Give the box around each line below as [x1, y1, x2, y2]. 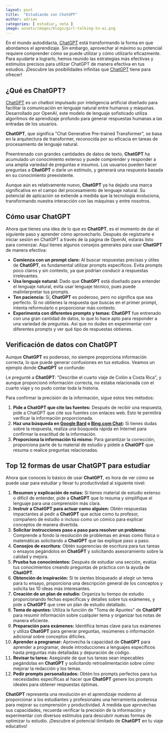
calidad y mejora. [12, 554, 49, 560]
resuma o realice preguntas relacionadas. [12, 447, 99, 453]
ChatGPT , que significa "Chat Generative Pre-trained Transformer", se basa [5, 130, 162, 136]
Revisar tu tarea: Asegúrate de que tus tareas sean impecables [12, 655, 144, 661]
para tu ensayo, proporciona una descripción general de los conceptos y [12, 580, 163, 587]
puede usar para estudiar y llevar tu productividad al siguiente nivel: [5, 480, 145, 486]
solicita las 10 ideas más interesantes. [12, 586, 91, 592]
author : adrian [5, 17, 37, 22]
